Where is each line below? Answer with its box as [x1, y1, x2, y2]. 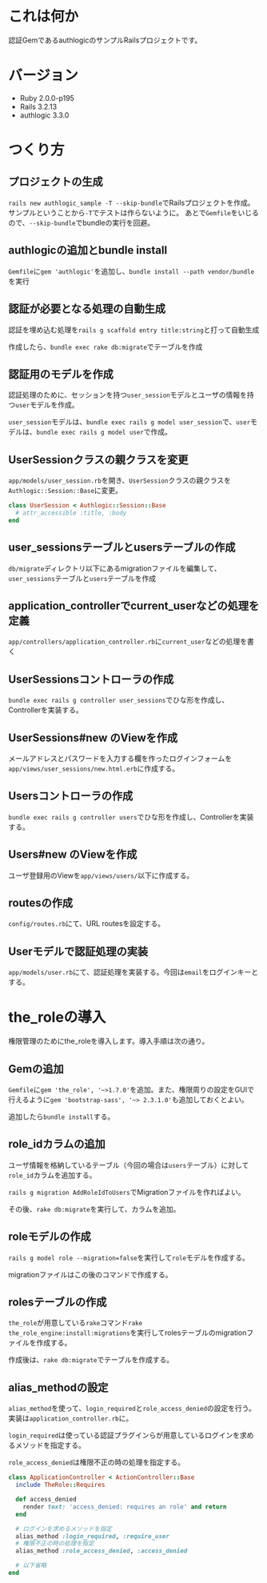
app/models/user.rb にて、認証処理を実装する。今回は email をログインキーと [8, 968, 258, 977]
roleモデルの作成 [8, 1230, 92, 1244]
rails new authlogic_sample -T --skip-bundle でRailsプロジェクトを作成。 [8, 198, 255, 207]
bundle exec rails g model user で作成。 [36, 427, 172, 437]
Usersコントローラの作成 [8, 789, 133, 803]
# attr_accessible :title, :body [15, 509, 127, 517]
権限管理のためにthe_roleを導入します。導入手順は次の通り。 [8, 1036, 209, 1046]
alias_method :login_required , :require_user [15, 1532, 170, 1541]
